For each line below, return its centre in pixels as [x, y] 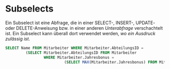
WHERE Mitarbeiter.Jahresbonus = [79, 57]
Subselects [30, 9]
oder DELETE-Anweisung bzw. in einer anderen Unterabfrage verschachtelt [84, 28]
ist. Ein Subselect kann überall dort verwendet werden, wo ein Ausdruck [80, 33]
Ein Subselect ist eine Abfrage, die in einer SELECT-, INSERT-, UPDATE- [80, 23]
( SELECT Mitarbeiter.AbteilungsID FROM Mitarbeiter [81, 53]
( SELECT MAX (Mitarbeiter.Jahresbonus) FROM [111, 62]
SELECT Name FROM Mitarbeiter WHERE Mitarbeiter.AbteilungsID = [74, 48]
